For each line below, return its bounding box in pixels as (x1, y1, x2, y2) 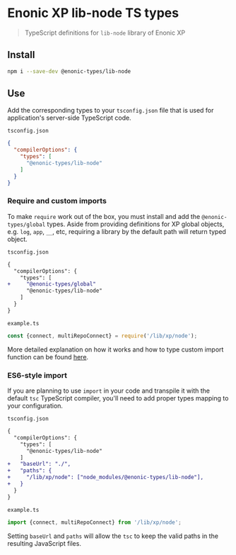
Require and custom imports (7, 196, 107, 206)
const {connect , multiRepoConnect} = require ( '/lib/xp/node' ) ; (7, 332, 198, 340)
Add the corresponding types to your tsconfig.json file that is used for (7, 106, 214, 115)
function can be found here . (7, 352, 89, 361)
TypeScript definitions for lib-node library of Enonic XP (24, 28, 186, 37)
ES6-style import (7, 370, 68, 380)
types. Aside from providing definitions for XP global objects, (47, 220, 225, 228)
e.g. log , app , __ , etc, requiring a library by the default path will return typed (7, 227, 226, 235)
